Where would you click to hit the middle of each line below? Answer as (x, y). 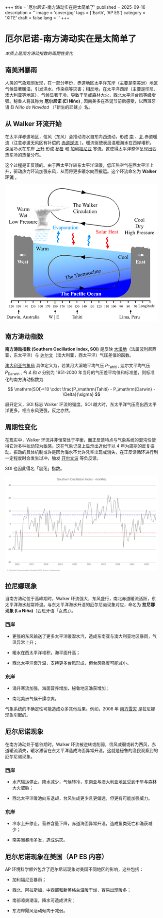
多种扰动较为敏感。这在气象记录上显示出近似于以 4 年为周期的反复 (84, 446)
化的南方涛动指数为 (24, 379)
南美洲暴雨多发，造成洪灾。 (40, 840)
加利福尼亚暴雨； (29, 880)
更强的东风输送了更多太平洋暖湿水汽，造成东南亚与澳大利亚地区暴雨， (82, 636)
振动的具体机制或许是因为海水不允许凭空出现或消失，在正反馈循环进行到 (86, 452)
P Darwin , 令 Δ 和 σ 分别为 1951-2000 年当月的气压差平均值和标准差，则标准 (80, 373)
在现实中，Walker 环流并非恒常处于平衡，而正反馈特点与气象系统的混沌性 (78, 440)
